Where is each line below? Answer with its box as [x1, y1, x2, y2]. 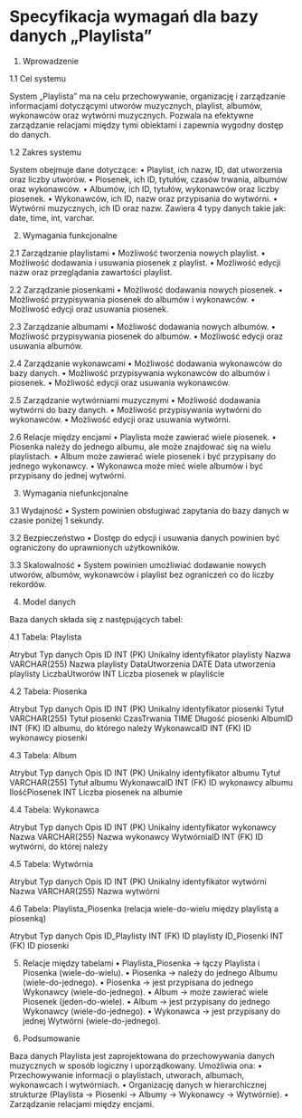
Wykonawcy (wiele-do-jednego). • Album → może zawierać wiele [22, 986, 269, 998]
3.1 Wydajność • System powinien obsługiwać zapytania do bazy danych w [9, 505, 289, 516]
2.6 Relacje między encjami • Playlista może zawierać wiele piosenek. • [9, 431, 278, 442]
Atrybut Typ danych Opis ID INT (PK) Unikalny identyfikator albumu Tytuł [9, 767, 280, 778]
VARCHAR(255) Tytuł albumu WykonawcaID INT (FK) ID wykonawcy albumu [9, 776, 294, 787]
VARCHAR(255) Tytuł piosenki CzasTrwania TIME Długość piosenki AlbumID [9, 713, 294, 724]
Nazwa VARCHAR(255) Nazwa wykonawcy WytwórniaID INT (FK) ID [9, 831, 264, 842]
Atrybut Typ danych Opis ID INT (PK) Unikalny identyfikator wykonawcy [9, 822, 277, 833]
